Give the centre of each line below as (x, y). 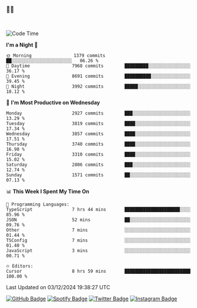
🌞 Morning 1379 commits (56, 56)
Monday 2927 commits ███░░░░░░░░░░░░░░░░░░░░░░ (98, 113)
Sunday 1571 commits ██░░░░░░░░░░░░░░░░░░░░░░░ (98, 175)
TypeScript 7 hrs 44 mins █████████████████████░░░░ (98, 210)
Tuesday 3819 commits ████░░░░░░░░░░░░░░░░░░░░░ (98, 124)
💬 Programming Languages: (38, 205)
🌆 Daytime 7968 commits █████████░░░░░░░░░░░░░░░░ (98, 66)
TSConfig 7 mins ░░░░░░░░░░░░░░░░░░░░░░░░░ (98, 240)
